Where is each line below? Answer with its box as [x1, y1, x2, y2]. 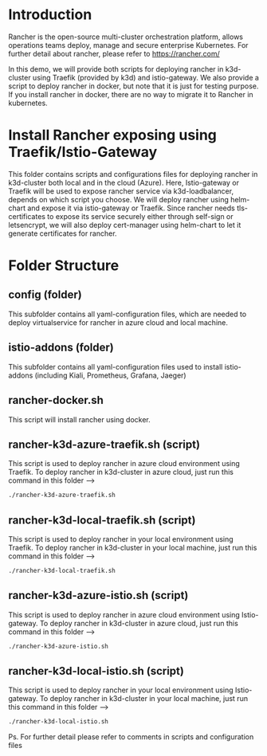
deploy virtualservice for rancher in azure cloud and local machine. [8, 317, 229, 327]
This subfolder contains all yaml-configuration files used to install [8, 362, 223, 371]
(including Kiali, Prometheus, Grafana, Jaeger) [34, 370, 187, 380]
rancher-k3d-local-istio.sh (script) [8, 664, 185, 678]
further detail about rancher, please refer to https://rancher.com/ [8, 49, 221, 58]
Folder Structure [8, 257, 120, 275]
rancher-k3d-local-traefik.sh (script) [8, 513, 196, 527]
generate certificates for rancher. [8, 229, 117, 238]
